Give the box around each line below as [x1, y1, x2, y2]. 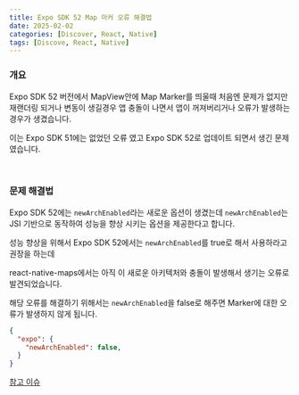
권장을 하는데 [9, 248, 55, 259]
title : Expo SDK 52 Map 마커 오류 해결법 [9, 12, 153, 22]
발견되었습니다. [9, 278, 62, 289]
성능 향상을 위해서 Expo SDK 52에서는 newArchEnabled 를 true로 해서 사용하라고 [9, 237, 287, 248]
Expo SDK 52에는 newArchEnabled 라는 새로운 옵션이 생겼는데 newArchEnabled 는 [9, 207, 288, 218]
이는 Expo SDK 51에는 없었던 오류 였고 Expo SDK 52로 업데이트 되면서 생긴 [9, 132, 273, 143]
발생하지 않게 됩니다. [25, 309, 98, 319]
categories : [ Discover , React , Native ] [9, 29, 158, 38]
